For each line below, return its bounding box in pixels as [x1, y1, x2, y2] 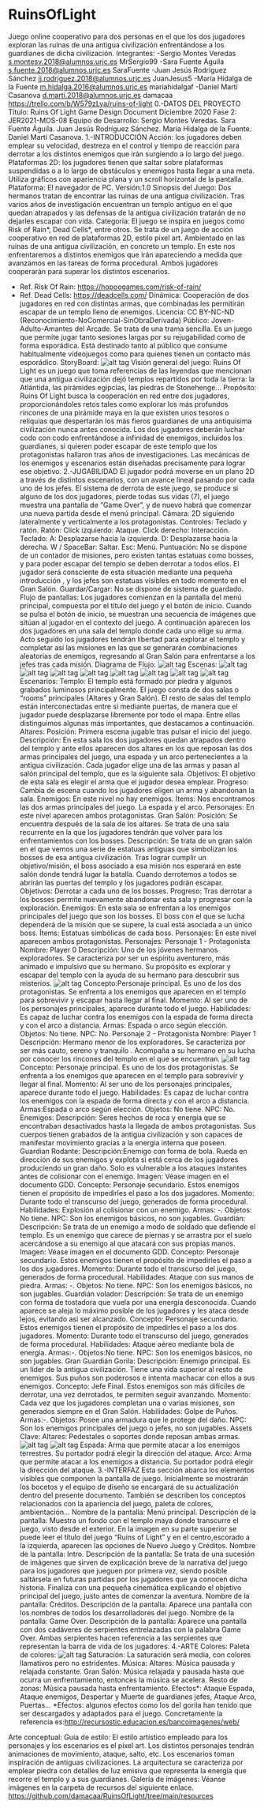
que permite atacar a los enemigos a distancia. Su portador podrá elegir [19, 1457, 254, 1466]
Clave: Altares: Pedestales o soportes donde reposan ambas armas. [19, 1431, 240, 1441]
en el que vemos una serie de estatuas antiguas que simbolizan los [19, 844, 238, 854]
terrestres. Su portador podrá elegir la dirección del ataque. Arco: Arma [19, 1448, 252, 1458]
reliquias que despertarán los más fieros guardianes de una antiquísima [19, 416, 252, 426]
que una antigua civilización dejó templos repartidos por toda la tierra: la [19, 374, 255, 384]
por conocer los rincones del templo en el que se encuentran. [19, 1054, 221, 1063]
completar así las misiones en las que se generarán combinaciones [19, 642, 238, 652]
